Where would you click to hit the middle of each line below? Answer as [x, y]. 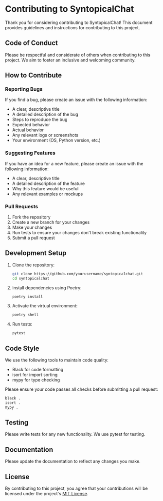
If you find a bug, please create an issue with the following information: [76, 100]
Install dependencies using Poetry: [47, 288]
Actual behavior [28, 130]
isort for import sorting [35, 375]
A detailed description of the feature [48, 183]
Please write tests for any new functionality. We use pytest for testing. [75, 434]
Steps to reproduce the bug [40, 120]
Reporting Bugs [24, 89]
